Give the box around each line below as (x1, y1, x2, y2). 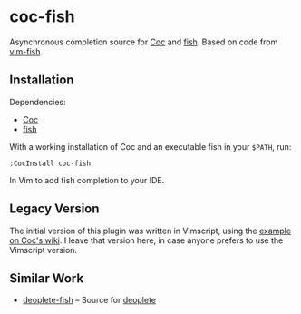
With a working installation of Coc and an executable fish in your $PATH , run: (9, 141, 292, 152)
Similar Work (9, 270, 84, 286)
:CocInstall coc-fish (9, 159, 92, 168)
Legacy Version (9, 201, 100, 217)
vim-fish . (9, 45, 44, 56)
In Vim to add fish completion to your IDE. (9, 174, 165, 185)
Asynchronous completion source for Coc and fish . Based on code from (9, 36, 278, 47)
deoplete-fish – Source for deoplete (22, 295, 157, 306)
